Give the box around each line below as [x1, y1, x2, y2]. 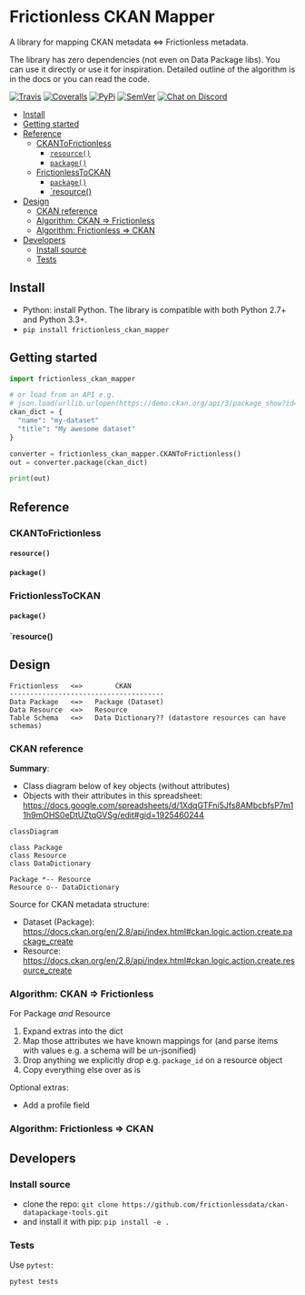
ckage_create [22, 936, 74, 947]
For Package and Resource [9, 1008, 111, 1019]
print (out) [9, 474, 51, 483]
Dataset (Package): [22, 916, 95, 927]
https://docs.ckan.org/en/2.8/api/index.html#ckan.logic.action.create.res [22, 956, 295, 966]
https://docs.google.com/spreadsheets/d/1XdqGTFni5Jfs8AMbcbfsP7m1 [22, 800, 294, 811]
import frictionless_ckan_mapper [9, 374, 136, 383]
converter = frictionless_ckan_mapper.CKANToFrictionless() [9, 449, 242, 459]
